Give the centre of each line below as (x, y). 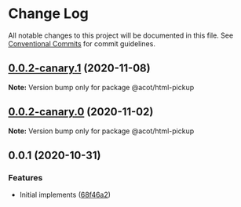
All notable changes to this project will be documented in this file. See (121, 35)
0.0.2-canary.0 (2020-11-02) (81, 112)
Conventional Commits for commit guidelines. (82, 43)
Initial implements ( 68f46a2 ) (65, 195)
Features (26, 177)
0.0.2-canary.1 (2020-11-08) (79, 69)
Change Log (48, 14)
